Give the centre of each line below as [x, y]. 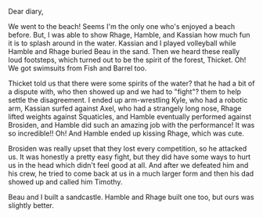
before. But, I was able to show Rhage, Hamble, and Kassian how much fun [129, 35]
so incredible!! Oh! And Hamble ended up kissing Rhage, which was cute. [126, 133]
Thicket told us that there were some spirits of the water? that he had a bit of [131, 83]
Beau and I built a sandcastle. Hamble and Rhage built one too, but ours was [131, 197]
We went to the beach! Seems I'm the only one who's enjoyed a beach [122, 26]
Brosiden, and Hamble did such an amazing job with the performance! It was [131, 125]
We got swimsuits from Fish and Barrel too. [77, 68]
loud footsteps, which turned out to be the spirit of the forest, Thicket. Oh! [127, 60]
